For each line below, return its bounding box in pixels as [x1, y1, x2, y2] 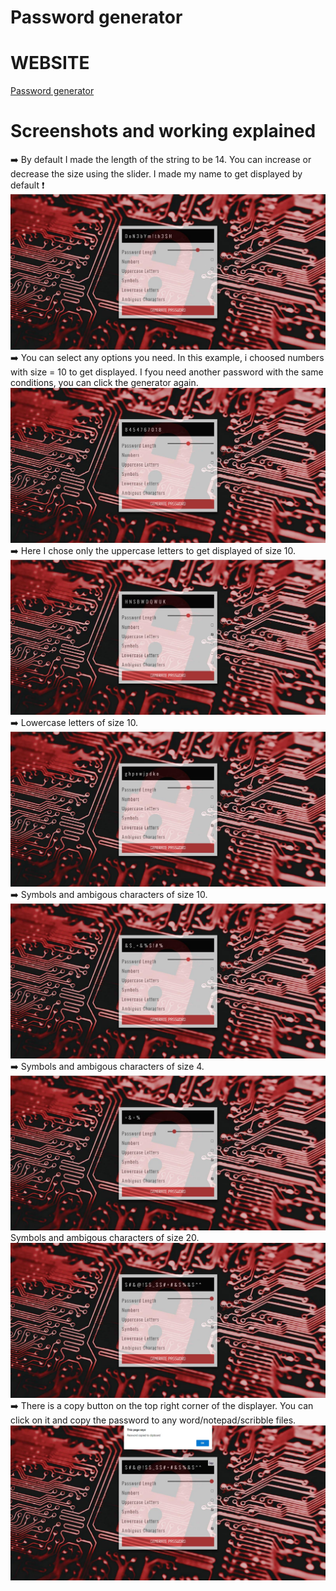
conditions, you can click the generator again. [10, 377, 199, 389]
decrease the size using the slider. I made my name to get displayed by [10, 168, 303, 180]
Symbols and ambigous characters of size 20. [10, 1231, 200, 1243]
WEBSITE [10, 52, 90, 75]
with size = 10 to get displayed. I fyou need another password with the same [10, 366, 324, 378]
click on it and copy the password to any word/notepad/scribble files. [10, 1414, 297, 1426]
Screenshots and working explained [10, 120, 317, 143]
